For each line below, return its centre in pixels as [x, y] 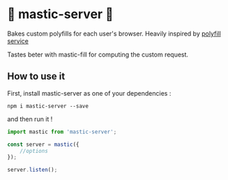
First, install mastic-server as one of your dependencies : [89, 93]
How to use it [36, 76]
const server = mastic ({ [43, 144]
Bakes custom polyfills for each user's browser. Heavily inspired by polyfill [114, 33]
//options [34, 151]
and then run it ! [30, 119]
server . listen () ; [32, 170]
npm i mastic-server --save [48, 106]
